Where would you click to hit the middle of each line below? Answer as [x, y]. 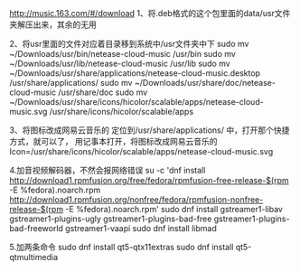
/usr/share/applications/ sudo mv [71, 83]
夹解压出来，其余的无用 [53, 24]
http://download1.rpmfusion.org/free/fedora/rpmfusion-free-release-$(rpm [149, 180]
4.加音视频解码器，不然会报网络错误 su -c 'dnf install [108, 170]
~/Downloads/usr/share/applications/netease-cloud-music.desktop [135, 73]
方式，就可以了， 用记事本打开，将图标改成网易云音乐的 [113, 141]
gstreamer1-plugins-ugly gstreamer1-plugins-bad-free [111, 219]
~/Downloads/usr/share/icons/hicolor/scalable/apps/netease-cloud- [136, 102]
